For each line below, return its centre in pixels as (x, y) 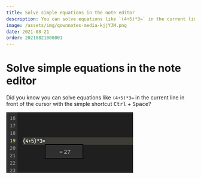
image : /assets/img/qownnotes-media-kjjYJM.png (67, 25)
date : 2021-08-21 (28, 32)
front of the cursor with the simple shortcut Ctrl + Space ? (79, 104)
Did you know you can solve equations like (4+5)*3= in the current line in (95, 98)
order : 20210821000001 (34, 38)
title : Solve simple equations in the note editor (71, 13)
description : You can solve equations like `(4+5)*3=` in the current (96, 19)
